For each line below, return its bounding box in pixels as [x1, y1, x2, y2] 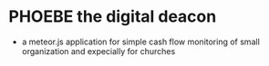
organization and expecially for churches [21, 45, 176, 56]
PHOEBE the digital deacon [8, 6, 217, 27]
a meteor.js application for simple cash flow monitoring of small [21, 36, 261, 47]
